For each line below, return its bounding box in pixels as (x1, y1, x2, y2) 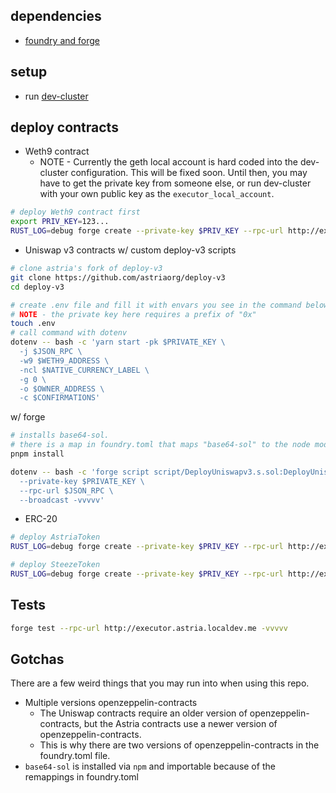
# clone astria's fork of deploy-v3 (10, 264, 163, 274)
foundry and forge (24, 34, 100, 46)
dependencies (10, 8, 102, 25)
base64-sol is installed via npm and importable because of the (24, 760, 276, 773)
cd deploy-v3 (10, 282, 65, 292)
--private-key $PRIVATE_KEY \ (19, 476, 145, 486)
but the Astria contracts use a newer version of (83, 718, 278, 730)
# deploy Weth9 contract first (10, 207, 141, 218)
